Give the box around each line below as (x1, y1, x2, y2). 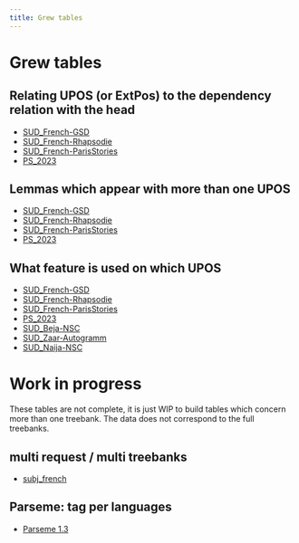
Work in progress (9, 374, 142, 395)
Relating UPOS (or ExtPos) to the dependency (9, 88, 272, 104)
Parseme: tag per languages (9, 500, 172, 515)
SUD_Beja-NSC (22, 323, 81, 334)
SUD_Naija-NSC (22, 342, 83, 353)
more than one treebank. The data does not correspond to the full (9, 414, 256, 424)
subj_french (22, 473, 67, 484)
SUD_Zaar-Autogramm (22, 332, 107, 344)
